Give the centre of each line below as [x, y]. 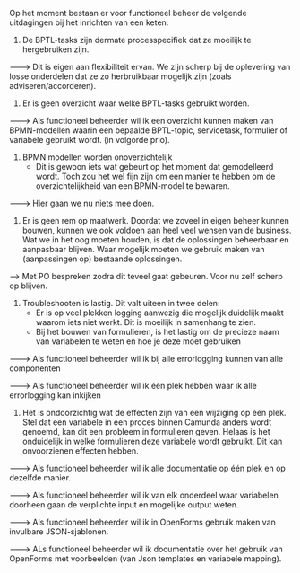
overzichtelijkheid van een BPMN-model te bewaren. [133, 186]
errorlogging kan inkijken [55, 395]
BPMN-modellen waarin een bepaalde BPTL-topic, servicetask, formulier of [149, 130]
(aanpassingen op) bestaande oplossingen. [102, 259]
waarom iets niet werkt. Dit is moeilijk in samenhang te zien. [146, 322]
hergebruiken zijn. [56, 49]
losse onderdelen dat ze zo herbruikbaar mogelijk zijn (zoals [120, 76]
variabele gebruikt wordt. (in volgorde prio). [90, 140]
